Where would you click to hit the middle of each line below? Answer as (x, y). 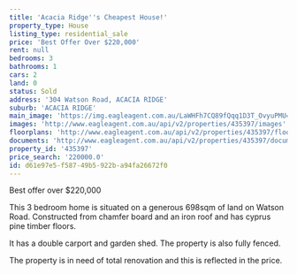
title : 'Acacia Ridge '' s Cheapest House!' (88, 17)
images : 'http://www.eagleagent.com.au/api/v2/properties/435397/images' (148, 125)
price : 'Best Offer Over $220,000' (75, 42)
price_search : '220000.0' (57, 157)
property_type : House (49, 26)
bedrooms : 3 (31, 58)
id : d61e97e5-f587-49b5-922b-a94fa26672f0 (88, 165)
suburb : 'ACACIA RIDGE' (53, 108)
